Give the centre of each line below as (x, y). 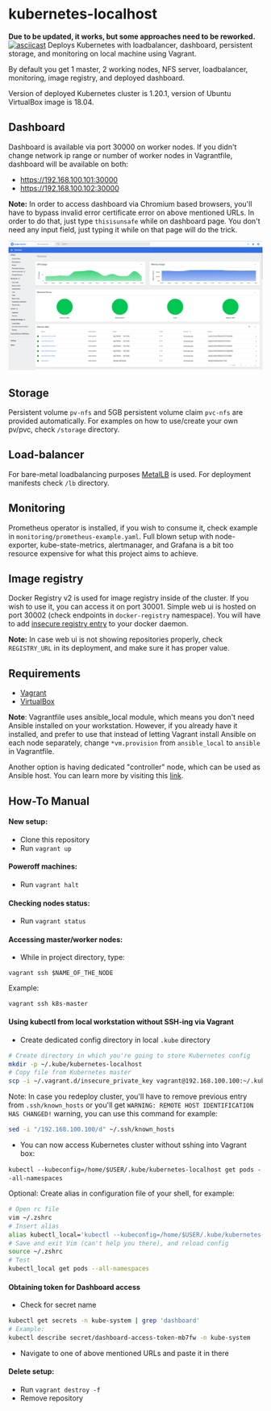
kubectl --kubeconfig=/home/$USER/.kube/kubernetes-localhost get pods (131, 1170)
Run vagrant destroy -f (60, 1390)
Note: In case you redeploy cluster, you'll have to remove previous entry (128, 1097)
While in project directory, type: (72, 957)
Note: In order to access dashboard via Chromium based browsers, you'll (130, 203)
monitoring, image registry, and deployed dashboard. (97, 77)
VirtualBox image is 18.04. (51, 102)
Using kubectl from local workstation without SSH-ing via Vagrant (121, 1022)
